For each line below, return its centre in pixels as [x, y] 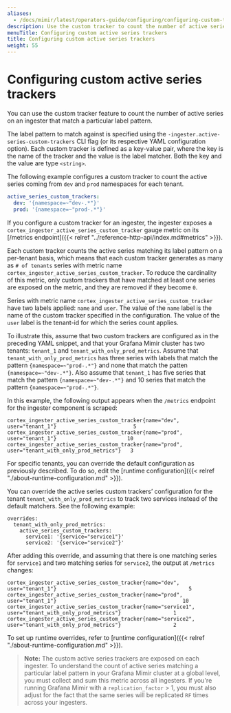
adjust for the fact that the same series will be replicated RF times [116, 695]
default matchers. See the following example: [71, 506]
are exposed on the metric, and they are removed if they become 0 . [102, 287]
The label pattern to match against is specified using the [87, 134]
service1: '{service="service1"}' [75, 537]
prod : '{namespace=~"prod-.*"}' [60, 209]
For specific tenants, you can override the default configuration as [101, 463]
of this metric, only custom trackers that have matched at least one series [111, 280]
